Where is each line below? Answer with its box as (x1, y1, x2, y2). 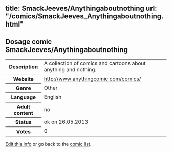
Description (9, 63, 38, 70)
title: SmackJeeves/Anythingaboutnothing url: (5, 4, 157, 13)
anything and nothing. (44, 66, 97, 73)
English (44, 93, 62, 100)
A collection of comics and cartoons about (44, 60, 146, 67)
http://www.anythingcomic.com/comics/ (44, 75, 141, 82)
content (13, 109, 33, 116)
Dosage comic (5, 37, 52, 46)
